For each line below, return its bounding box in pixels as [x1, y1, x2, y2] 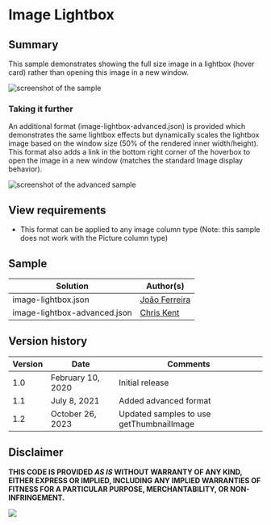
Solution [56, 280, 89, 291]
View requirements [8, 203, 106, 217]
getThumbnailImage [119, 418, 195, 429]
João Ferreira [140, 294, 191, 305]
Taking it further [8, 103, 74, 114]
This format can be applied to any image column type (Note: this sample [19, 225, 261, 234]
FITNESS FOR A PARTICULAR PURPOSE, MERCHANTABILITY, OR [8, 484, 229, 494]
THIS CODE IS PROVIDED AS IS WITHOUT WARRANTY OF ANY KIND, [8, 467, 243, 477]
